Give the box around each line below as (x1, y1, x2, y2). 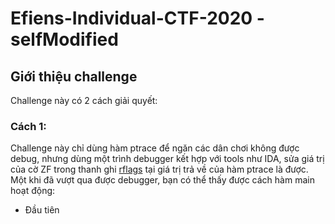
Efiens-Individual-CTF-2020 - (10, 7, 265, 30)
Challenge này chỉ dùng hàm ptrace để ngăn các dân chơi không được (10, 142, 300, 154)
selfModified (10, 28, 119, 51)
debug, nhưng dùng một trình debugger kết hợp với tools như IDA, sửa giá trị (10, 153, 325, 165)
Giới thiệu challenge (10, 68, 138, 85)
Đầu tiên (24, 204, 60, 216)
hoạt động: (10, 185, 56, 197)
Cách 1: (10, 119, 47, 133)
